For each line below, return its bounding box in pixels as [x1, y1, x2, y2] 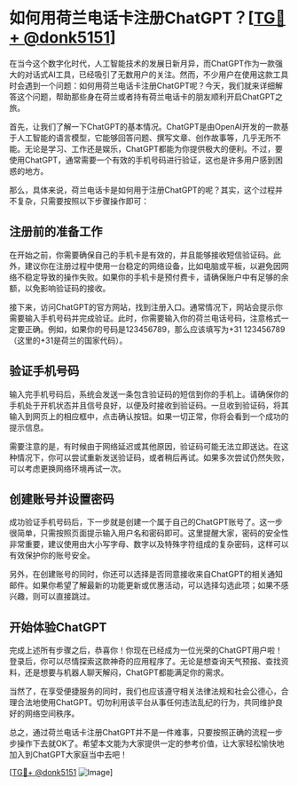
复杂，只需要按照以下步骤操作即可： [16, 195, 149, 206]
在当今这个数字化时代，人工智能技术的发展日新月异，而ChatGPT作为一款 [9, 58, 276, 68]
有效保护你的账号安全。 [9, 550, 95, 560]
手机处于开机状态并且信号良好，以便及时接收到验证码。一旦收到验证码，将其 [9, 400, 289, 410]
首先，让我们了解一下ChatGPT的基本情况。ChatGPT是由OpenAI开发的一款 [9, 121, 281, 131]
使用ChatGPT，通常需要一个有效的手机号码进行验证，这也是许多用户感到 [9, 155, 276, 165]
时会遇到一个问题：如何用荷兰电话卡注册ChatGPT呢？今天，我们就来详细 [9, 80, 276, 91]
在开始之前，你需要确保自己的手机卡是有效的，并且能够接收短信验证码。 [9, 250, 273, 260]
